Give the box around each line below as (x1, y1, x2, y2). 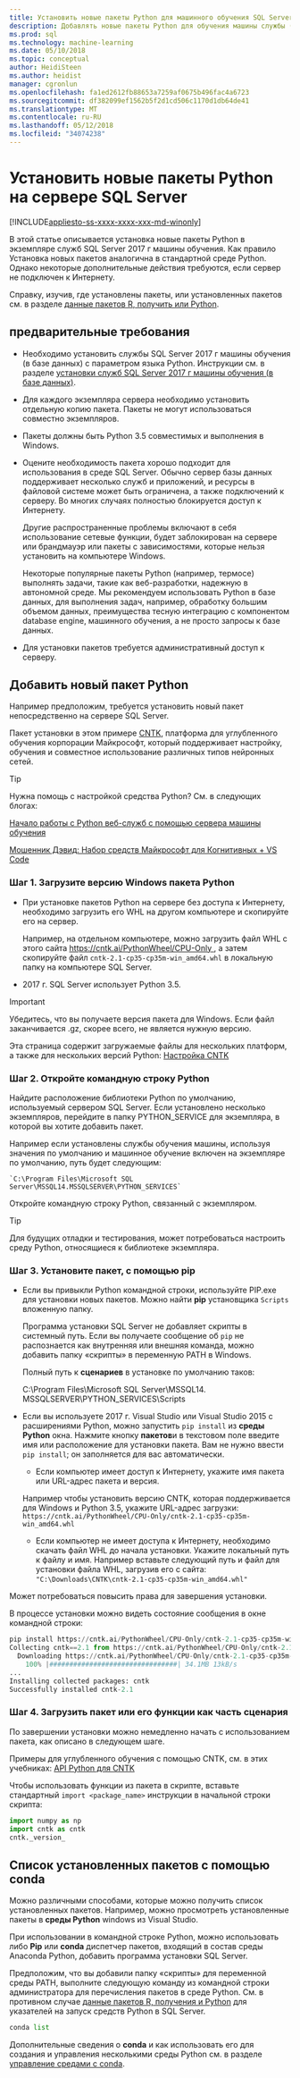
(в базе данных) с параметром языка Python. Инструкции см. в (21, 358, 265, 368)
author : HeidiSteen (9, 63, 82, 72)
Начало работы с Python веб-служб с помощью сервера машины (9, 818, 262, 829)
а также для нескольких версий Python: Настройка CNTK (9, 1049, 229, 1060)
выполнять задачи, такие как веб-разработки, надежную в (21, 577, 248, 588)
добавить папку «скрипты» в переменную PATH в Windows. (21, 1350, 252, 1360)
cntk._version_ (9, 1833, 66, 1842)
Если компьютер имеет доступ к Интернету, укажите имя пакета (35, 1467, 285, 1477)
